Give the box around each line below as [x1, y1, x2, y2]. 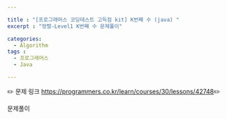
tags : [7, 48, 27, 56]
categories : [7, 35, 42, 42]
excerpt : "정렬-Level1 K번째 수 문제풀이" [7, 22, 123, 30]
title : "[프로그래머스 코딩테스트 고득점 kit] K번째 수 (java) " [7, 16, 180, 23]
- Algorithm [13, 42, 49, 49]
